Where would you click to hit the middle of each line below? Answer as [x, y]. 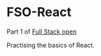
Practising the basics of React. [51, 45]
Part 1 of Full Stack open [42, 31]
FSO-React [39, 12]
